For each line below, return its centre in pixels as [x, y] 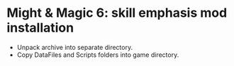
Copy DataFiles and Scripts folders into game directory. [98, 55]
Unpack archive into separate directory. [74, 47]
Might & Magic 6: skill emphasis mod [117, 13]
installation [40, 28]
